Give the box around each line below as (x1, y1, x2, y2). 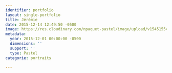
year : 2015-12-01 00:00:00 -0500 (10, 36, 81, 42)
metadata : (5, 31, 27, 36)
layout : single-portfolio (5, 12, 60, 17)
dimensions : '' (10, 41, 42, 46)
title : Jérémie (5, 17, 38, 22)
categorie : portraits (5, 55, 52, 61)
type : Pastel (10, 50, 38, 56)
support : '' (10, 46, 36, 51)
